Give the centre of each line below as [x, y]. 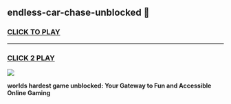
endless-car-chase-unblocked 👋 [78, 13]
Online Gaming [29, 92]
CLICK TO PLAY [34, 32]
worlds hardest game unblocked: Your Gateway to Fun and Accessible [109, 86]
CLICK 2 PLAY [31, 57]
